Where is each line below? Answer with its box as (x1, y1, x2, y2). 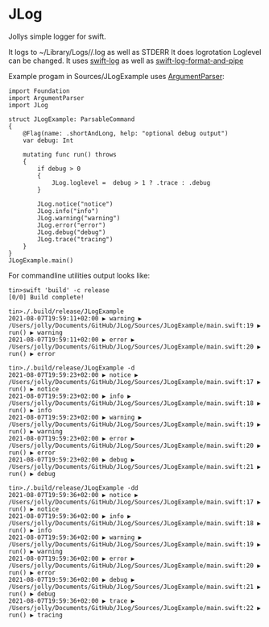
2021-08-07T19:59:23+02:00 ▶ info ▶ (8, 392, 131, 400)
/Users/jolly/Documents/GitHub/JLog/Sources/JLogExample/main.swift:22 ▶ (8, 604, 262, 612)
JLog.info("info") (37, 207, 99, 215)
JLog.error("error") (37, 221, 106, 229)
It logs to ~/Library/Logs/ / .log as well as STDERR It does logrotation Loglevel (8, 47, 262, 56)
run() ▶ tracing (8, 611, 63, 619)
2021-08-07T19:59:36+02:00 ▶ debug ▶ (8, 575, 135, 583)
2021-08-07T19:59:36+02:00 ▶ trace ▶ (8, 596, 135, 605)
